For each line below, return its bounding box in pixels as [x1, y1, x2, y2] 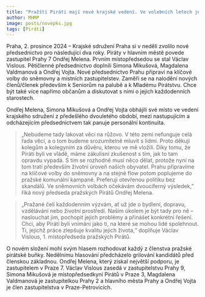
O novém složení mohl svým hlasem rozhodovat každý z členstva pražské [6, 245, 192, 253]
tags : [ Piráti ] [6, 26, 45, 32]
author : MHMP [6, 15, 40, 21]
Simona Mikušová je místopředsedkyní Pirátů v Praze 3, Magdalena [6, 271, 176, 278]
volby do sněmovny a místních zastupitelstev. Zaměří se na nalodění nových [6, 75, 198, 82]
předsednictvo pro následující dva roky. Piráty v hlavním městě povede [6, 49, 184, 57]
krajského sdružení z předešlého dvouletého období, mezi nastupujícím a [6, 113, 190, 120]
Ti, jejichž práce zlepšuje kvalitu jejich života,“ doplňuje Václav [21, 226, 179, 234]
